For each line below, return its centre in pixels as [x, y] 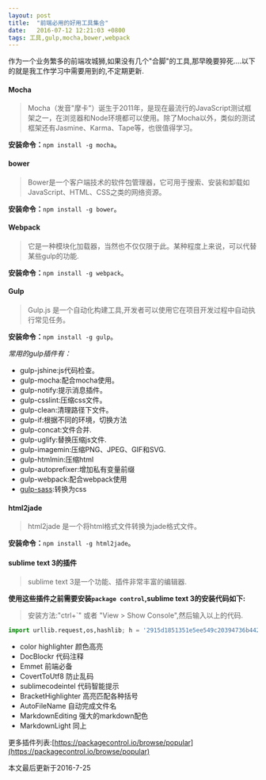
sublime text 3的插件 [43, 562]
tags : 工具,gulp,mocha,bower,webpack [69, 38]
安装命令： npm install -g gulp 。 [63, 337]
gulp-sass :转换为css [53, 489]
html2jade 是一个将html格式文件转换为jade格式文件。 [114, 527]
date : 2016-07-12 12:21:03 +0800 [67, 30]
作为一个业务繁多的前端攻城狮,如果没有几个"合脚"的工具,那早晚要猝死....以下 [132, 61]
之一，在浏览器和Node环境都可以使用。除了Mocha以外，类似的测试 [145, 118]
